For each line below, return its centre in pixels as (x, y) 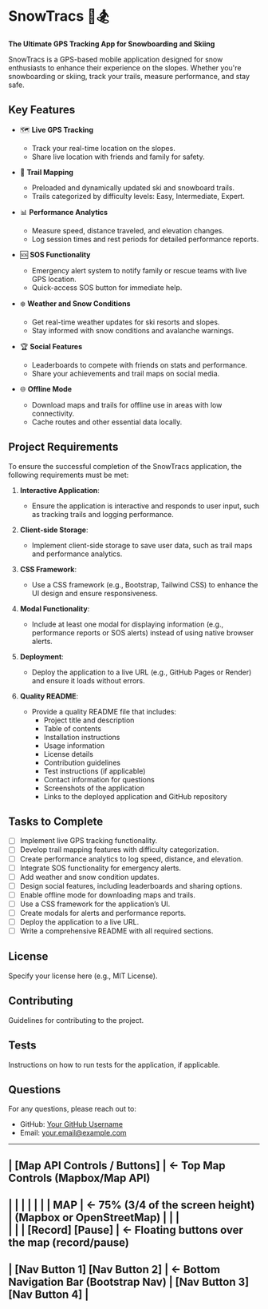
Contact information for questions (99, 779)
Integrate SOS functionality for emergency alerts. (100, 868)
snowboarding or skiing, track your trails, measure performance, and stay (129, 76)
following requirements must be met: (69, 475)
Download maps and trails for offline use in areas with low (127, 404)
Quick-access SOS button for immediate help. (107, 287)
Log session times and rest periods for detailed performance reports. (145, 239)
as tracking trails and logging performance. (102, 514)
